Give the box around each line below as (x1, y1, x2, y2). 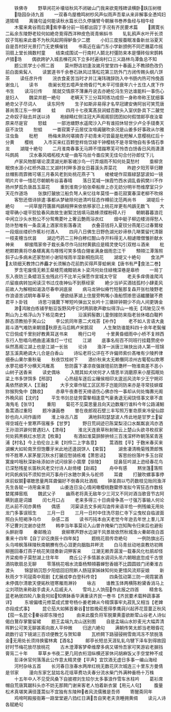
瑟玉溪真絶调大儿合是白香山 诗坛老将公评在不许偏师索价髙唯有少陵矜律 (5, 350, 163, 356)
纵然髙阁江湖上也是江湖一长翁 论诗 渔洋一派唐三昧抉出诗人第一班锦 (5, 343, 164, 350)
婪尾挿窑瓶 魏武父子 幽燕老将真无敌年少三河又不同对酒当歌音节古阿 (5, 491, 164, 496)
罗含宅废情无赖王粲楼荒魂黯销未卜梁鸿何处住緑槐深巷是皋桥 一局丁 (14, 267, 163, 273)
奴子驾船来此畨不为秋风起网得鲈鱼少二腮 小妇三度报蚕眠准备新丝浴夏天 (5, 37, 163, 43)
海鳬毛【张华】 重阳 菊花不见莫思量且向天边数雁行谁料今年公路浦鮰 (5, 401, 164, 407)
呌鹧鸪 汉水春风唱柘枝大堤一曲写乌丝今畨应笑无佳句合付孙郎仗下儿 (5, 152, 154, 158)
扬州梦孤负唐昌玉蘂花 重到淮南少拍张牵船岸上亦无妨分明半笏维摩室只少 (5, 184, 163, 190)
